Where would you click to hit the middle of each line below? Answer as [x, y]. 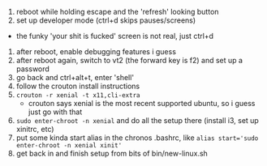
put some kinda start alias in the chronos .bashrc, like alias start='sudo [137, 138]
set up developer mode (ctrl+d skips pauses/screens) [106, 20]
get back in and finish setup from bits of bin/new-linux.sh [112, 153]
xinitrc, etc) [35, 129]
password [33, 69]
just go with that [55, 112]
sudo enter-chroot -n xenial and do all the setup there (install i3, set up [138, 120]
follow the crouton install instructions [78, 86]
